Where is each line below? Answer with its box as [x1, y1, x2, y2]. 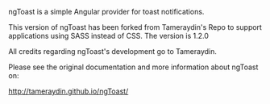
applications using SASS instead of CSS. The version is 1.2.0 [8, 31, 210, 40]
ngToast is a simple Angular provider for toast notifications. [8, 7, 205, 16]
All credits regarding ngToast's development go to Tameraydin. [8, 47, 218, 56]
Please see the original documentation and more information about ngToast [8, 62, 259, 72]
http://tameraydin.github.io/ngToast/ [8, 86, 129, 96]
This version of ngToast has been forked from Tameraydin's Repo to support [8, 23, 262, 31]
